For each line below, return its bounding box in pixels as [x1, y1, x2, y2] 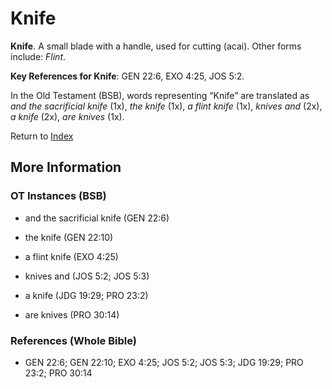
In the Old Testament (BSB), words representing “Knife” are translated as [10, 89, 310, 101]
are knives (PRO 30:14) [24, 308, 120, 321]
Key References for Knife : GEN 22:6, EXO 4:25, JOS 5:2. [10, 70, 245, 82]
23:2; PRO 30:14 [24, 367, 93, 379]
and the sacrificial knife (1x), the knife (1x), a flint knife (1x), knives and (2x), [10, 100, 323, 112]
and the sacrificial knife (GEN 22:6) [24, 212, 170, 224]
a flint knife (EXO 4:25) [24, 250, 119, 262]
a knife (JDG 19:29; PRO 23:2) [24, 289, 149, 301]
